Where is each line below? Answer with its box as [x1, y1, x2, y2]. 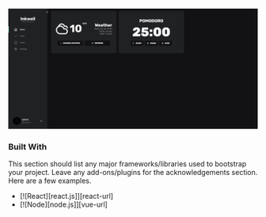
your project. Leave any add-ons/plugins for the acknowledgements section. [8, 168, 258, 177]
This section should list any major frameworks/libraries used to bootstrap [8, 159, 247, 169]
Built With [8, 142, 47, 153]
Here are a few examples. [8, 176, 92, 185]
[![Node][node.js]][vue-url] [19, 200, 108, 209]
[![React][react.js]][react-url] [19, 192, 113, 201]
